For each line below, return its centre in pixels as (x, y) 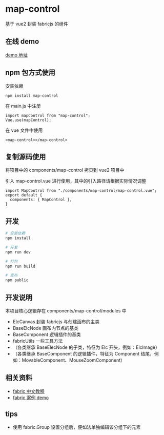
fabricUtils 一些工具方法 (38, 341)
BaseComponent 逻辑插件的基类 (47, 334)
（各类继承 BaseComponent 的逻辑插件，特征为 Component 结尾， (84, 354)
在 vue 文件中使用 (24, 130)
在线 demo (22, 42)
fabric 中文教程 (28, 391)
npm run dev (18, 252)
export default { (24, 195)
